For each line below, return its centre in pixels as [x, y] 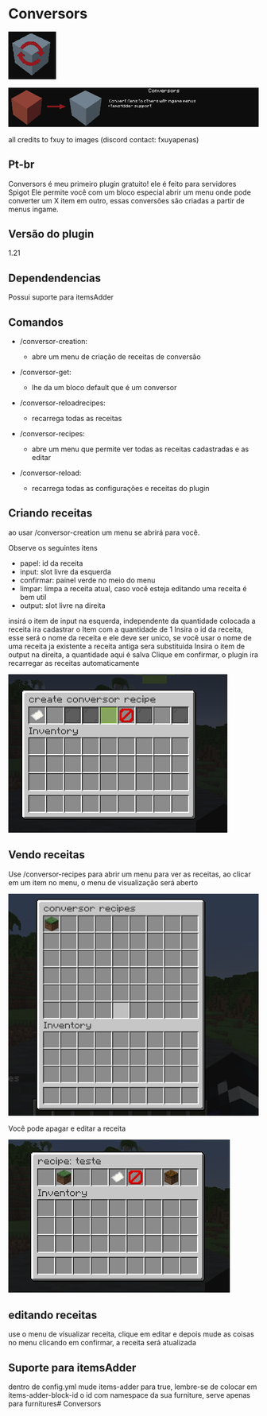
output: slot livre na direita [62, 605]
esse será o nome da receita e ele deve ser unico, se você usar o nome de [130, 637]
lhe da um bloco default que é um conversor [104, 387]
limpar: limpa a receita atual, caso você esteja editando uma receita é [133, 588]
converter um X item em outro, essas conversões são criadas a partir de [126, 200]
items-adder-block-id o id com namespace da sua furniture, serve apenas [129, 1395]
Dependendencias [55, 278]
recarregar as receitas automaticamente [74, 663]
